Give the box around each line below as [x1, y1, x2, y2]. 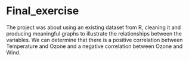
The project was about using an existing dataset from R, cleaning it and [6, 24, 181, 31]
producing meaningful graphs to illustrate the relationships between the [6, 30, 182, 37]
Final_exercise [6, 4, 79, 18]
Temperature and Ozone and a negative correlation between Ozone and [6, 43, 183, 50]
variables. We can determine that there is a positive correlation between [6, 36, 183, 43]
